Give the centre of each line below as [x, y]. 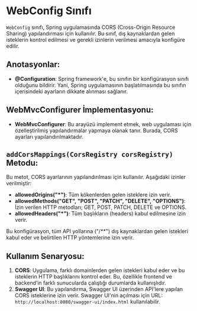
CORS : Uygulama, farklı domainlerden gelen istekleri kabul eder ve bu [100, 270]
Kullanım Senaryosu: [45, 256]
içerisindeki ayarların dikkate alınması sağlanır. [71, 91]
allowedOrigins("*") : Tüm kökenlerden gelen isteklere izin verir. [93, 195]
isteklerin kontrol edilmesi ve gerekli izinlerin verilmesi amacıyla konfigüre [96, 40]
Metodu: [22, 163]
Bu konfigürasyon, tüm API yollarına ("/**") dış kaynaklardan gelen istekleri [97, 231]
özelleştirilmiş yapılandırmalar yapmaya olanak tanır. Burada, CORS [96, 130]
